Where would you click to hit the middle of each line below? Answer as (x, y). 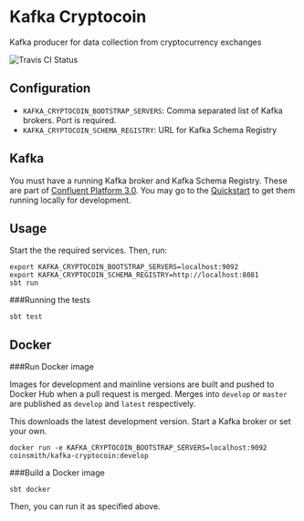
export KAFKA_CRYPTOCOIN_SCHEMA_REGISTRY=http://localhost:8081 (134, 276)
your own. (28, 432)
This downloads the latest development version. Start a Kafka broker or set (150, 422)
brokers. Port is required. (69, 120)
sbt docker (30, 490)
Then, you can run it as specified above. (85, 506)
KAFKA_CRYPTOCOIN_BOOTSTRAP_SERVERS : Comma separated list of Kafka (152, 110)
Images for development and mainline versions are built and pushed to (142, 384)
